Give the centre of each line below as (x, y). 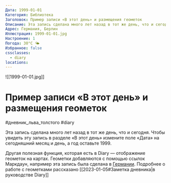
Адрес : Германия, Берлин (32, 29)
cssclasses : (18, 53)
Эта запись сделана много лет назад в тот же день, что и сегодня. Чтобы (85, 132)
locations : (17, 62)
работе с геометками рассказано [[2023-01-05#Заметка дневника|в (80, 170)
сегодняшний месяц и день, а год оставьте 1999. (59, 143)
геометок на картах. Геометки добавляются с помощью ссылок (75, 158)
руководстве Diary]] (27, 175)
